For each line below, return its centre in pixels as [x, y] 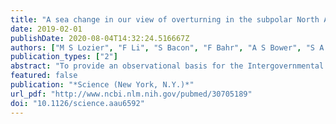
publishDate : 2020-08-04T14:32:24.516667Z [100, 38]
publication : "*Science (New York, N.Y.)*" [102, 85]
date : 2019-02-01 [46, 29]
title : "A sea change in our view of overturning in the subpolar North [165, 19]
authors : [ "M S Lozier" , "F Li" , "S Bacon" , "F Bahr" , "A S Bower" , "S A [167, 47]
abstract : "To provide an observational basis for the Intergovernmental [167, 66]
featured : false [44, 76]
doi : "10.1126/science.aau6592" [77, 103]
